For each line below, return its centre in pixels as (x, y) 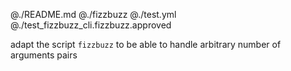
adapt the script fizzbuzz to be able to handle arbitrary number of (146, 44)
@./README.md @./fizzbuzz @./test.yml (93, 14)
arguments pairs (44, 55)
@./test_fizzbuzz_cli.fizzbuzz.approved (91, 25)
